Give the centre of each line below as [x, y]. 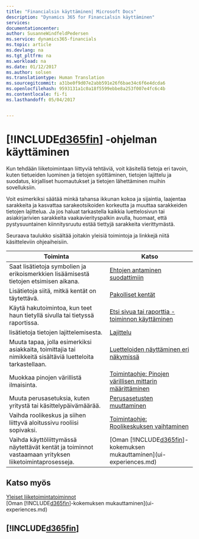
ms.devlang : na [25, 50]
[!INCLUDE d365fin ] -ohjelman [82, 139]
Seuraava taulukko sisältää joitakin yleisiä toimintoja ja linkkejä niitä [88, 235]
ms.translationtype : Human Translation [55, 78]
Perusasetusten [131, 398]
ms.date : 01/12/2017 [32, 67]
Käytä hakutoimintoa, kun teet [51, 307]
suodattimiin [126, 277]
